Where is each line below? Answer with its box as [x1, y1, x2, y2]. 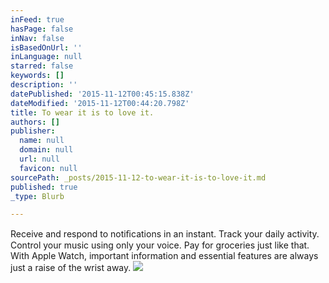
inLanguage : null [10, 52, 83, 62]
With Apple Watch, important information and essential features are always [10, 250, 319, 262]
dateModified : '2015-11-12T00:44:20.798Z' [10, 98, 190, 108]
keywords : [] [10, 71, 65, 81]
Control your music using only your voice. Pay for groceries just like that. [10, 239, 310, 251]
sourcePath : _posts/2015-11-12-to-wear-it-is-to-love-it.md [10, 172, 267, 183]
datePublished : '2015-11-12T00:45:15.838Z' [10, 89, 195, 99]
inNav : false [10, 33, 65, 43]
